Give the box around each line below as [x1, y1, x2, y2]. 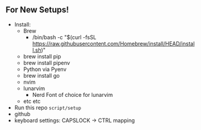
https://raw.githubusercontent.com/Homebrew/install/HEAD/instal [32, 40, 195, 47]
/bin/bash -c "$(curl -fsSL [32, 33, 97, 41]
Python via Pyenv [23, 66, 67, 73]
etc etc [23, 97, 41, 105]
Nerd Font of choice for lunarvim [32, 91, 113, 98]
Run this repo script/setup [14, 104, 82, 111]
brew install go [23, 72, 60, 79]
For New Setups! [5, 5, 70, 15]
